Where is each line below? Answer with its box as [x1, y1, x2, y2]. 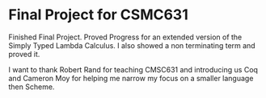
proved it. [8, 49, 40, 59]
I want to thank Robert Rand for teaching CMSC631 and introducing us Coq [8, 64, 259, 74]
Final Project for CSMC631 [8, 6, 188, 24]
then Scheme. [8, 82, 55, 92]
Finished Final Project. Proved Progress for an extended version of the [8, 32, 243, 42]
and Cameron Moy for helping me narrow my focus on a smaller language [8, 73, 254, 83]
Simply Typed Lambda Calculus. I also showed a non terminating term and [8, 40, 256, 50]
